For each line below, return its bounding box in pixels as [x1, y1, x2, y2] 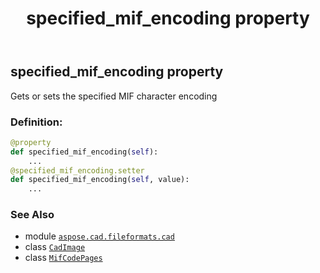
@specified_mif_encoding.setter [10, 165, 145, 176]
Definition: [10, 115, 63, 129]
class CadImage [24, 241, 86, 253]
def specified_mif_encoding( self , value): [10, 175, 190, 185]
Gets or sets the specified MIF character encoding [10, 90, 218, 102]
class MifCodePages [24, 252, 103, 264]
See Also [10, 208, 55, 222]
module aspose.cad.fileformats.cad [24, 230, 175, 242]
